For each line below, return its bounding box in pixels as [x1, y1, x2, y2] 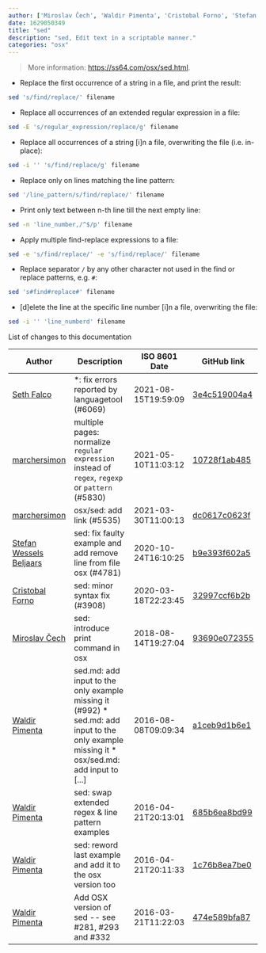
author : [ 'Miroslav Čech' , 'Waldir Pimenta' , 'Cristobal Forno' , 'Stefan [8, 11, 257, 20]
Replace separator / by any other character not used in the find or [19, 265, 235, 274]
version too [74, 879, 116, 890]
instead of [74, 463, 112, 474]
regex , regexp [74, 472, 123, 483]
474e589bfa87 [192, 912, 251, 923]
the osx [74, 869, 101, 880]
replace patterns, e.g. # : [19, 273, 97, 282]
